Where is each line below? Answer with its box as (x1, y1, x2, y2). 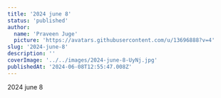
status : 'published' (7, 17, 69, 24)
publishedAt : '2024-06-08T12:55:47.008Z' (7, 63, 133, 70)
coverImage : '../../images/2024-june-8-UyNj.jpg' (7, 57, 158, 64)
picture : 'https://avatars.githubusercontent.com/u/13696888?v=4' (14, 37, 215, 44)
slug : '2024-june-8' (7, 43, 69, 50)
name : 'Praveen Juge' (14, 30, 78, 38)
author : (7, 23, 31, 31)
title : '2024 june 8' (7, 10, 72, 18)
